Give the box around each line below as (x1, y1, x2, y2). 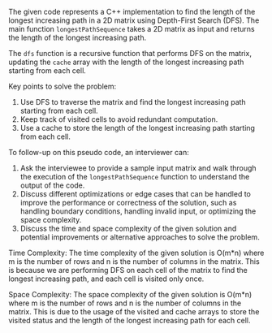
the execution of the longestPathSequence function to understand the (19, 172, 250, 181)
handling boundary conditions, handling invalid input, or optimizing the (19, 206, 257, 216)
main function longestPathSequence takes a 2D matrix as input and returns (8, 24, 255, 33)
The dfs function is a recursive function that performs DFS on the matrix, (8, 49, 252, 58)
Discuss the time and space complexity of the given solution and (19, 223, 237, 233)
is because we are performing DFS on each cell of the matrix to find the (8, 266, 248, 275)
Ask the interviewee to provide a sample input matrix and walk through (19, 163, 257, 173)
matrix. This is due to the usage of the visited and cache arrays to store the (8, 307, 260, 316)
